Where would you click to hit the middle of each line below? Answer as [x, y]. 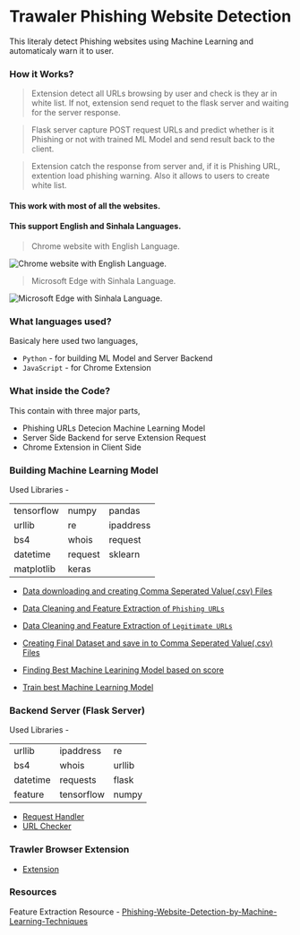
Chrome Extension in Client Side [81, 447]
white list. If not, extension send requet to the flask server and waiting [160, 103]
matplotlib [35, 569]
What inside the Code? [60, 391]
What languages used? [60, 322]
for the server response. [76, 113]
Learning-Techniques [48, 921]
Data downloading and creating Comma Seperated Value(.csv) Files [147, 591]
